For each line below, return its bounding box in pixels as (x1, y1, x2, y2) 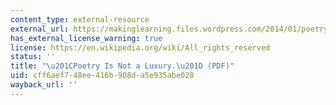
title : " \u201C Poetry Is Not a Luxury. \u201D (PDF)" (10, 61, 235, 71)
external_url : (10, 24, 70, 34)
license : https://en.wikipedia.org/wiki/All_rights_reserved (10, 42, 271, 53)
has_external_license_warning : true (10, 33, 163, 43)
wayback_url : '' (10, 80, 78, 90)
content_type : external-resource (10, 14, 150, 25)
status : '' (10, 52, 56, 62)
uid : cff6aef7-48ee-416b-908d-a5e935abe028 (10, 71, 195, 81)
